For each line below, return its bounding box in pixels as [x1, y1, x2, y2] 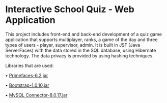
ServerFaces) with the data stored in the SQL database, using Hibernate [5, 47, 156, 53]
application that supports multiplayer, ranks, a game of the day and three [5, 37, 158, 43]
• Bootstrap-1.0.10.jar [5, 82, 49, 88]
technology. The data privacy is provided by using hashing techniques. [5, 52, 154, 59]
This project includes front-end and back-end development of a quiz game [5, 31, 162, 37]
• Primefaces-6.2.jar [5, 72, 48, 78]
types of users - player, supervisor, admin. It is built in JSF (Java [5, 42, 141, 48]
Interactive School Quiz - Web [5, 4, 135, 15]
